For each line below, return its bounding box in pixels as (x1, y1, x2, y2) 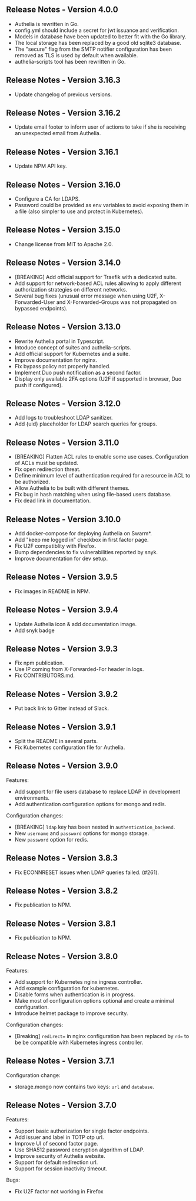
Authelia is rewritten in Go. (14, 20, 79, 27)
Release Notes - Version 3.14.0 (6, 258, 121, 268)
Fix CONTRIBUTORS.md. (14, 672, 75, 679)
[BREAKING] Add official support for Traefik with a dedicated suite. (14, 273, 177, 280)
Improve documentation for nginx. (14, 356, 97, 364)
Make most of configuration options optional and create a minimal (14, 997, 175, 1004)
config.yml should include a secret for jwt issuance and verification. (14, 27, 180, 34)
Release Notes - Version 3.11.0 (6, 437, 119, 447)
